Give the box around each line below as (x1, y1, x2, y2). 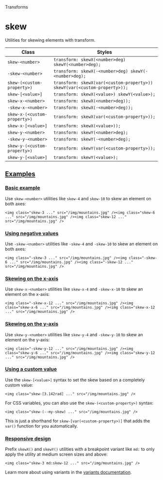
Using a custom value (5, 366, 57, 373)
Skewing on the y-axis (5, 321, 59, 327)
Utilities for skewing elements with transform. (5, 37, 96, 43)
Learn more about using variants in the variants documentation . (5, 469, 132, 475)
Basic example (5, 185, 40, 191)
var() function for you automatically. (5, 423, 78, 429)
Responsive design (5, 435, 51, 442)
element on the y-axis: (5, 337, 50, 343)
